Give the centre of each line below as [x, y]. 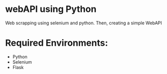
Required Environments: [57, 43]
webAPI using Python [51, 9]
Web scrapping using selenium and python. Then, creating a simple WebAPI [83, 23]
